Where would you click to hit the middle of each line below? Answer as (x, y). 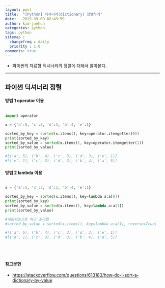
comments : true (21, 51)
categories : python (25, 28)
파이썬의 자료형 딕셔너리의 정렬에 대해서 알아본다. (59, 66)
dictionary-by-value (32, 280)
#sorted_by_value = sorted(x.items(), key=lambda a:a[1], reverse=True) (81, 224)
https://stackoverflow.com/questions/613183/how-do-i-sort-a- (75, 275)
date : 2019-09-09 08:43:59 (35, 19)
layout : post (18, 10)
